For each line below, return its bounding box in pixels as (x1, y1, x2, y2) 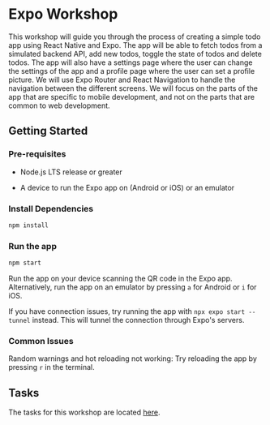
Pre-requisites (8, 148, 66, 160)
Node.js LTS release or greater (19, 167, 123, 177)
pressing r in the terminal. (8, 363, 95, 372)
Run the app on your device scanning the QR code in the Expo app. (8, 273, 233, 283)
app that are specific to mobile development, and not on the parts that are (8, 92, 255, 101)
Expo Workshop (8, 5, 118, 24)
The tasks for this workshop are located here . (8, 407, 161, 418)
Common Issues (8, 335, 75, 346)
